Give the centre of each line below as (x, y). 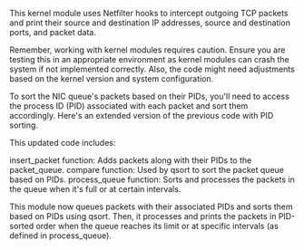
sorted (22, 226)
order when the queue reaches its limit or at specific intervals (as (157, 226)
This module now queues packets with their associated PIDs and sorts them (151, 207)
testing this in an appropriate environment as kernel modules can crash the (149, 59)
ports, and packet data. (53, 32)
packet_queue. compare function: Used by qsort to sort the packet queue (147, 170)
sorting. (24, 125)
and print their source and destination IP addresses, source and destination (150, 23)
